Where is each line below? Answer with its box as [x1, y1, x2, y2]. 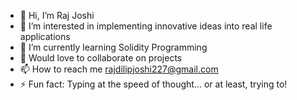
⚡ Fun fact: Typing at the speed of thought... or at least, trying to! [19, 78, 288, 90]
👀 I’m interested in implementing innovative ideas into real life [19, 20, 273, 32]
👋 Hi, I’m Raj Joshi [19, 10, 95, 21]
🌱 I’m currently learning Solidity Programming [19, 41, 208, 53]
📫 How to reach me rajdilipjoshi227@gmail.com [19, 63, 219, 75]
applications [19, 31, 71, 42]
